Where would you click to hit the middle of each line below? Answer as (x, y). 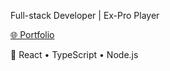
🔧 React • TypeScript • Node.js (74, 54)
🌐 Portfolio (32, 34)
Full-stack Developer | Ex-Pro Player (85, 15)
